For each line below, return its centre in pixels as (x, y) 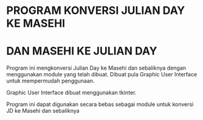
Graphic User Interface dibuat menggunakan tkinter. (71, 93)
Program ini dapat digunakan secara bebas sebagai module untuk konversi (100, 104)
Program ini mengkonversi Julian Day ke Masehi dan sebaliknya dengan (96, 68)
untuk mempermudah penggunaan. (50, 81)
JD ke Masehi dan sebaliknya (43, 111)
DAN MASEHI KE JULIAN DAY (82, 51)
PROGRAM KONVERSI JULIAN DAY (96, 11)
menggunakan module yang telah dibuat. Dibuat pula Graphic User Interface (102, 75)
